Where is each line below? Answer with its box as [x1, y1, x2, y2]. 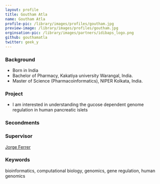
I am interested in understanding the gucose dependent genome [12, 101, 144, 107]
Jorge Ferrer [5, 144, 31, 150]
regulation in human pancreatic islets [12, 107, 88, 113]
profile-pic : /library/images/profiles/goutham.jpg [5, 21, 114, 26]
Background [5, 56, 36, 63]
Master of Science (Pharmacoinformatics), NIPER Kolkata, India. [12, 78, 143, 84]
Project [5, 90, 23, 97]
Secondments [5, 119, 40, 126]
